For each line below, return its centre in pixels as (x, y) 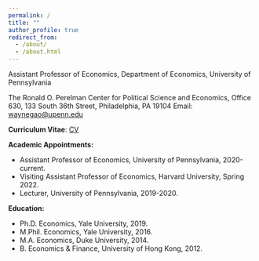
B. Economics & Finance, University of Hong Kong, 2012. (111, 248)
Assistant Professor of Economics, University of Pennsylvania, (120, 160)
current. (32, 168)
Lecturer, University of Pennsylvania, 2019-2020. (99, 193)
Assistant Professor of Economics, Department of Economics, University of (129, 74)
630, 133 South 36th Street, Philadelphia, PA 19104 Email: (100, 106)
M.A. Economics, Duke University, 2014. (84, 240)
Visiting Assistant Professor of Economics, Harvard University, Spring (132, 176)
